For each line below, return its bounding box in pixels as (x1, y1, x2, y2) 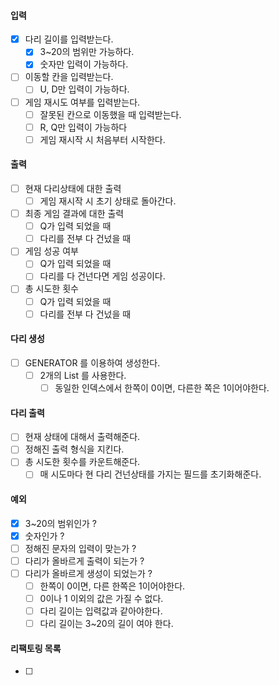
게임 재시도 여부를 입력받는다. (24, 96, 141, 108)
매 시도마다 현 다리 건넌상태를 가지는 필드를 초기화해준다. (39, 468, 262, 480)
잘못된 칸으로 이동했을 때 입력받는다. (39, 108, 182, 120)
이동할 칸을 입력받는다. (24, 71, 114, 83)
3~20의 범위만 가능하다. (39, 46, 135, 58)
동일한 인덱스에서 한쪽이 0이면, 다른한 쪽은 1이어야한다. (54, 381, 270, 394)
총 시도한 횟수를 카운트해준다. (24, 456, 141, 468)
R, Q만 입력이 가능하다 (39, 121, 128, 133)
